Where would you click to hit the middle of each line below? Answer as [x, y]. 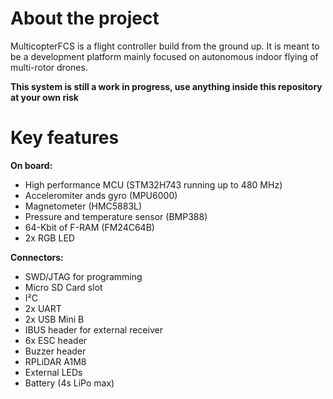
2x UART [43, 308]
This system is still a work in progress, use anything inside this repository [166, 86]
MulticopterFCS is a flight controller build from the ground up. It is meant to [165, 46]
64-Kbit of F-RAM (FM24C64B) [89, 227]
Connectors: [37, 257]
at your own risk [44, 97]
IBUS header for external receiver [93, 329]
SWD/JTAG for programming [83, 276]
